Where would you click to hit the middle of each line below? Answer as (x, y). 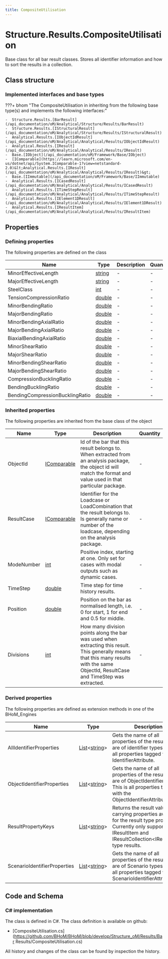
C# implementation (29, 910)
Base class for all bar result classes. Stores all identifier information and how (84, 59)
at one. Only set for (103, 558)
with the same (97, 664)
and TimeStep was (102, 677)
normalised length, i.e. (106, 606)
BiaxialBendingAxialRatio (37, 338)
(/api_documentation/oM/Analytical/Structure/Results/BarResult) (74, 124)
